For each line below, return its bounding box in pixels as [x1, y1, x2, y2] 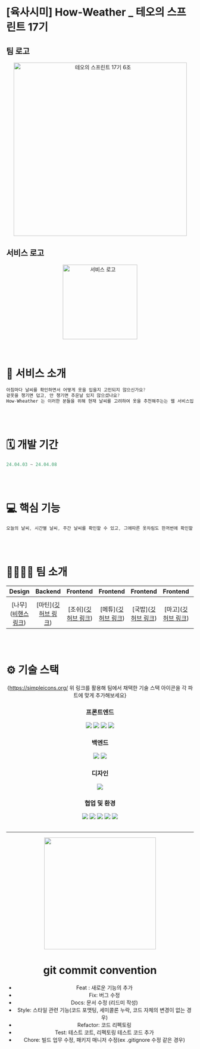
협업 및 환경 [84, 799, 116, 807]
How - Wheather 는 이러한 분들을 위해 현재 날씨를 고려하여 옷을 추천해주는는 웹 [6, 398, 175, 404]
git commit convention [43, 964, 157, 977]
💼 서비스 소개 [6, 367, 67, 380]
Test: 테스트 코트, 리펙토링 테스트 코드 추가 [54, 1029, 154, 1036]
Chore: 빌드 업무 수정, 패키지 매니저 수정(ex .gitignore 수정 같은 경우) [23, 1036, 186, 1043]
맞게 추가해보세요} [84, 692, 127, 699]
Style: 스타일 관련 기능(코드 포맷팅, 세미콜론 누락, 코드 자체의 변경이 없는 [17, 1007, 186, 1013]
